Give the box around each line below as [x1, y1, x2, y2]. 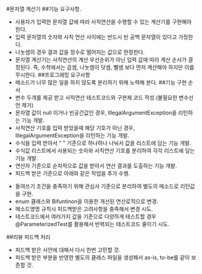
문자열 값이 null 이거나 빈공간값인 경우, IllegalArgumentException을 [15, 109, 177, 116]
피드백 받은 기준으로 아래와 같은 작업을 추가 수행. [15, 170, 130, 177]
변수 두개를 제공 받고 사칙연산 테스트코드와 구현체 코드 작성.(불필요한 [15, 94, 178, 101]
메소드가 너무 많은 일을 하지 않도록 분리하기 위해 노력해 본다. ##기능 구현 [15, 79, 187, 86]
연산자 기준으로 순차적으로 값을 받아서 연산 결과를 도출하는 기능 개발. [15, 162, 177, 169]
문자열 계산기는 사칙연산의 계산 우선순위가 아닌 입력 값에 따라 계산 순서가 [15, 56, 187, 63]
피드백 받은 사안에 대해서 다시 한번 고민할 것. [15, 246, 121, 253]
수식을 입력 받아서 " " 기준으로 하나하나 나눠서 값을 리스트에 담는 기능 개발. [15, 139, 192, 147]
